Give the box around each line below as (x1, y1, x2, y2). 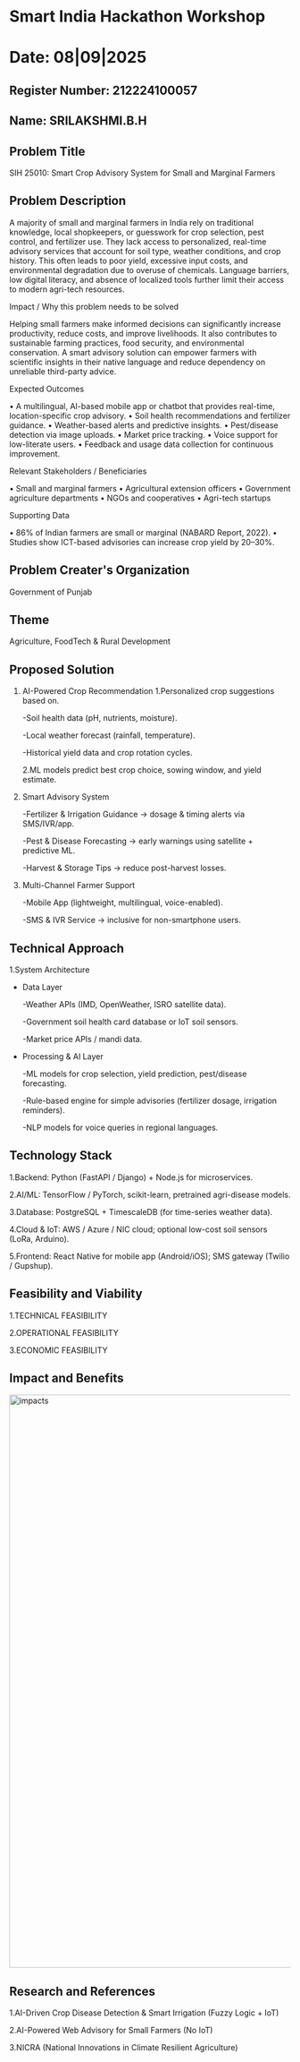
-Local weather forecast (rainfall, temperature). (21, 730, 196, 740)
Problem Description (9, 193, 127, 209)
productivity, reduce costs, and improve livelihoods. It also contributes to (9, 328, 278, 338)
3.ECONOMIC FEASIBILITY (9, 1345, 109, 1356)
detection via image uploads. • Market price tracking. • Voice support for (9, 429, 279, 440)
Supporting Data (9, 509, 70, 520)
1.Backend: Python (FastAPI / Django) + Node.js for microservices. (9, 1171, 254, 1183)
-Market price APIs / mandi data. (21, 1034, 143, 1045)
